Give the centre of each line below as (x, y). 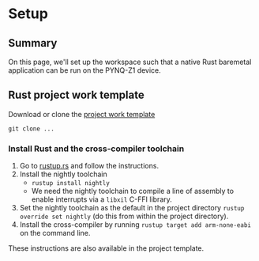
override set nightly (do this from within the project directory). (124, 216)
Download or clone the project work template (82, 114)
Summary (33, 43)
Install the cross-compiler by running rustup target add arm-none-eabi (135, 225)
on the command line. (55, 233)
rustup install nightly (71, 183)
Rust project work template (76, 95)
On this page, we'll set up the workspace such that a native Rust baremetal (130, 62)
